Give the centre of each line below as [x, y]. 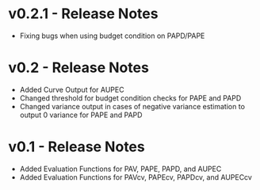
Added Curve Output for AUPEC [72, 89]
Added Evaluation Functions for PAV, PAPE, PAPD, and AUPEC [120, 169]
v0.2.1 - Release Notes [83, 14]
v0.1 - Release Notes [76, 147]
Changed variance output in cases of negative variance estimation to [132, 106]
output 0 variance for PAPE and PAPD [81, 115]
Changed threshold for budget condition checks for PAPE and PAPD [130, 98]
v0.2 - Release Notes [78, 68]
